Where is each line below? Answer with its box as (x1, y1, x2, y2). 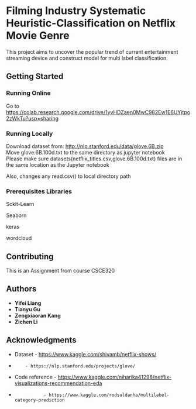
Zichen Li (14, 318, 38, 325)
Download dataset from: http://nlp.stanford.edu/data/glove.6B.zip (6, 142, 164, 150)
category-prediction (14, 397, 65, 403)
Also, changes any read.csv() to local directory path (6, 173, 131, 180)
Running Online (6, 89, 51, 97)
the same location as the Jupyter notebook (6, 161, 109, 168)
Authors (6, 284, 37, 294)
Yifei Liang (14, 300, 42, 307)
